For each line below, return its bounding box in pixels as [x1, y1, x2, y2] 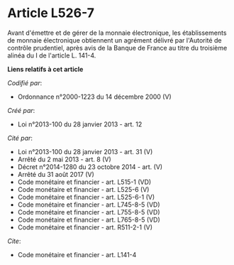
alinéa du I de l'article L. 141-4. [7, 51, 96, 60]
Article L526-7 [7, 5, 94, 21]
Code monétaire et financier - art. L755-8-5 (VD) [17, 207, 160, 216]
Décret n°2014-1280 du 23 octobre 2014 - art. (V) [17, 162, 163, 171]
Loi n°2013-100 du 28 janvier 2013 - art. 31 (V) [17, 147, 153, 156]
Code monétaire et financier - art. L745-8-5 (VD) [17, 200, 161, 209]
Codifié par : [7, 78, 43, 87]
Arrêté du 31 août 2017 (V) [17, 170, 94, 178]
